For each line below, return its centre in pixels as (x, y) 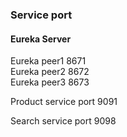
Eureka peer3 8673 (50, 82)
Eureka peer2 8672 (50, 72)
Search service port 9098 (63, 121)
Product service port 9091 (64, 102)
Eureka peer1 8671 (48, 61)
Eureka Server (41, 39)
